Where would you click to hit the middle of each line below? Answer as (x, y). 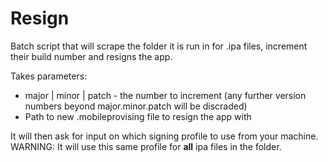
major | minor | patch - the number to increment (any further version (165, 95)
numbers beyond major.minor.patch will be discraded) (136, 106)
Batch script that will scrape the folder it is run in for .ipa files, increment (159, 46)
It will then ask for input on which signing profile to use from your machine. (164, 136)
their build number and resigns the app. (91, 56)
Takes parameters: (49, 76)
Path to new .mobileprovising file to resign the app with (138, 116)
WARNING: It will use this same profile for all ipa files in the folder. (146, 146)
